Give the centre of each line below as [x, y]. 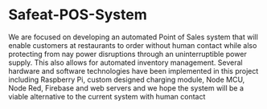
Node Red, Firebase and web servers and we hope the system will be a [126, 88]
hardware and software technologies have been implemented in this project [133, 71]
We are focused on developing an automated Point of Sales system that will [133, 37]
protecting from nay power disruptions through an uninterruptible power [127, 54]
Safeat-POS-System [78, 15]
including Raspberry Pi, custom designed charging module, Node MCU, [127, 79]
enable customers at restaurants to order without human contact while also [133, 45]
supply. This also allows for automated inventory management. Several [125, 63]
